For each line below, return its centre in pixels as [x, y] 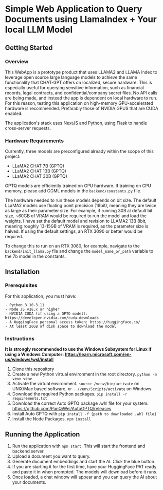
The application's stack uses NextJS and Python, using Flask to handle [76, 123]
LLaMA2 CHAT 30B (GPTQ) [39, 176]
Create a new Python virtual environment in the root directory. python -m [84, 374]
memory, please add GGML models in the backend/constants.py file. [73, 191]
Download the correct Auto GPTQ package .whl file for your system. [80, 403]
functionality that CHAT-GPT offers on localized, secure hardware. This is [79, 82]
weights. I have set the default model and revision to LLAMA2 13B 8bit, [76, 221]
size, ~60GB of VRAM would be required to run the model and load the [76, 216]
